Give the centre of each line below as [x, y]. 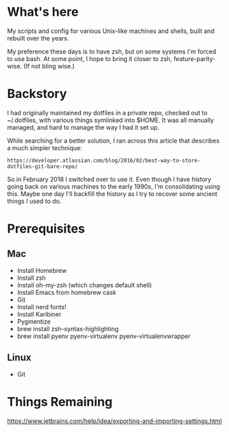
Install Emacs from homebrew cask [67, 292]
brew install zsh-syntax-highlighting [68, 328]
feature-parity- [195, 58]
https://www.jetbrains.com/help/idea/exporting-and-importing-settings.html [114, 421]
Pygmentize [34, 321]
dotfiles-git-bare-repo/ [43, 166]
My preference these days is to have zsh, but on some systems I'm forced [112, 51]
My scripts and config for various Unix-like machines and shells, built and [111, 31]
